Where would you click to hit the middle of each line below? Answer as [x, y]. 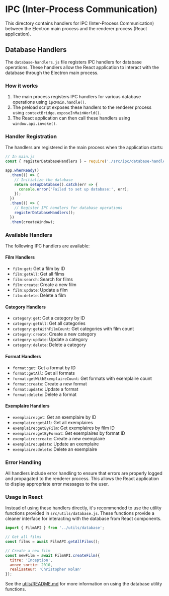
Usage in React [24, 497]
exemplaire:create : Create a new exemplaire [59, 438]
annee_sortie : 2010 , [31, 565]
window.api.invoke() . [34, 123]
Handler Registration [31, 136]
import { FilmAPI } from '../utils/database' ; [55, 528]
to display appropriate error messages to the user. [57, 484]
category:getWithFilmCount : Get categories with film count [73, 329]
